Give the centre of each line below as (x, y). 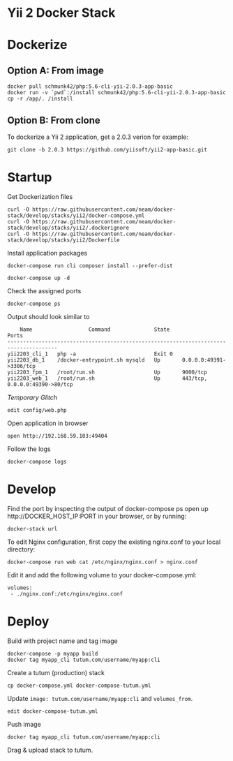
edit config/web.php (37, 410)
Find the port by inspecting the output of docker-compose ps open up (108, 508)
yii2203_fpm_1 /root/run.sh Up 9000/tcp (107, 372)
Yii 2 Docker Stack (61, 13)
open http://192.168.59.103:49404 (58, 436)
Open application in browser (48, 423)
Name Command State (95, 330)
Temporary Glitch (32, 397)
